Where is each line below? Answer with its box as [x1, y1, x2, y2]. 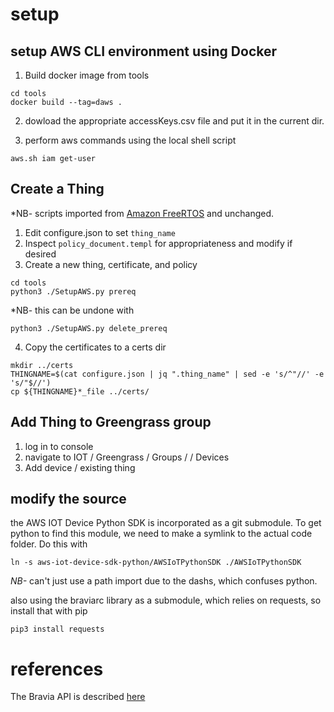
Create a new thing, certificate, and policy [24, 258, 198, 270]
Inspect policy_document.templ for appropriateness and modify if [24, 237, 293, 249]
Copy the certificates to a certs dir [24, 341, 167, 353]
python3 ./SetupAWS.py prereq [10, 286, 137, 297]
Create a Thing [10, 181, 105, 198]
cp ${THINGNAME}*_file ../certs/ [10, 386, 150, 397]
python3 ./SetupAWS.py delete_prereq [10, 323, 168, 333]
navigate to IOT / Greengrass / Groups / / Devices [24, 451, 230, 463]
